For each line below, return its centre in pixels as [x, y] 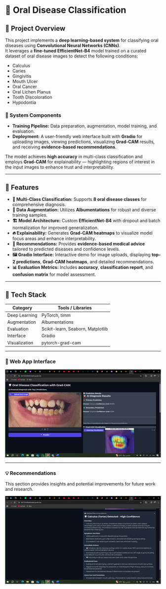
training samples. [30, 215]
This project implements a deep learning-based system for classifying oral [82, 40]
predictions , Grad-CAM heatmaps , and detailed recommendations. [85, 262]
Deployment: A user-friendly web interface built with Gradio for [77, 137]
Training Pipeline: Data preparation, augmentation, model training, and [84, 126]
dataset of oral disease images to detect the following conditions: [72, 56]
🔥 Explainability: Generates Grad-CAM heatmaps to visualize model [83, 233]
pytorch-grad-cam [61, 343]
